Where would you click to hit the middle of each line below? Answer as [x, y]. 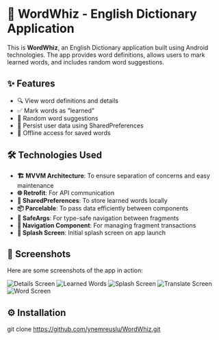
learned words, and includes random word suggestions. [86, 62]
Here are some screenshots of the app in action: [75, 271]
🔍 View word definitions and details [67, 100]
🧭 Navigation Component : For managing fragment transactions [106, 225]
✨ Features [31, 84]
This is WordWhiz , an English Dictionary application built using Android [108, 47]
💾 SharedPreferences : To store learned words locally [92, 200]
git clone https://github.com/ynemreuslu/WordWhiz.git [84, 329]
